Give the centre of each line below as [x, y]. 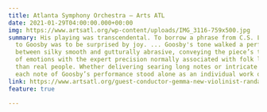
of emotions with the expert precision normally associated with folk [135, 60]
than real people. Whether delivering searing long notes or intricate [137, 67]
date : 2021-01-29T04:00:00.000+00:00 [71, 23]
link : [17, 81]
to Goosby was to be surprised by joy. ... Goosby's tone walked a [130, 45]
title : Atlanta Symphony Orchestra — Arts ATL [87, 15]
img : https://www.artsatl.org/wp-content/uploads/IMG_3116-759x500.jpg [129, 30]
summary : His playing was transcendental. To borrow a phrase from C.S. [131, 37]
